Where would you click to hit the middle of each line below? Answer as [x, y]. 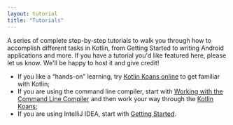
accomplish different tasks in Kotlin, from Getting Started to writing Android [115, 48]
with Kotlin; [34, 84]
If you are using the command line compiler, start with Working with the [120, 91]
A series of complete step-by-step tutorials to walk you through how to [110, 40]
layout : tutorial [33, 14]
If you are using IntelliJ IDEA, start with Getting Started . [97, 114]
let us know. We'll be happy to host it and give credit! [83, 63]
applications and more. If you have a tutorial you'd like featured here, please [117, 55]
